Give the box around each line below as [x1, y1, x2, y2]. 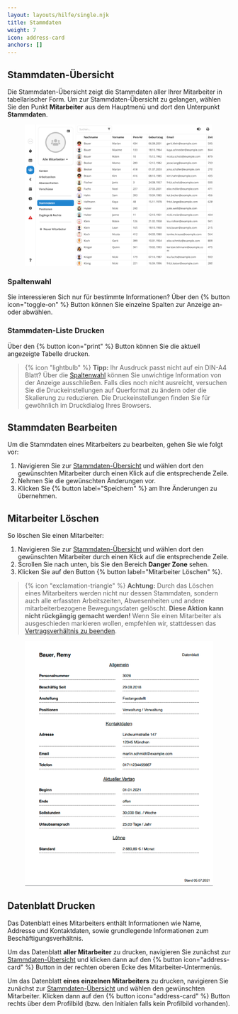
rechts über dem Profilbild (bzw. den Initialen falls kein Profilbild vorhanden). [7, 999, 230, 1008]
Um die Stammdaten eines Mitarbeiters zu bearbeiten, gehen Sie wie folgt [7, 441, 223, 449]
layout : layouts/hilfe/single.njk [7, 11, 110, 18]
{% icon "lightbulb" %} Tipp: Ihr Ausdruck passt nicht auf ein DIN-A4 [24, 363, 227, 372]
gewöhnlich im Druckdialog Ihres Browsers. [24, 401, 152, 409]
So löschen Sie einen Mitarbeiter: [7, 532, 104, 540]
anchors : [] [7, 41, 42, 49]
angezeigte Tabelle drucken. [7, 349, 91, 358]
